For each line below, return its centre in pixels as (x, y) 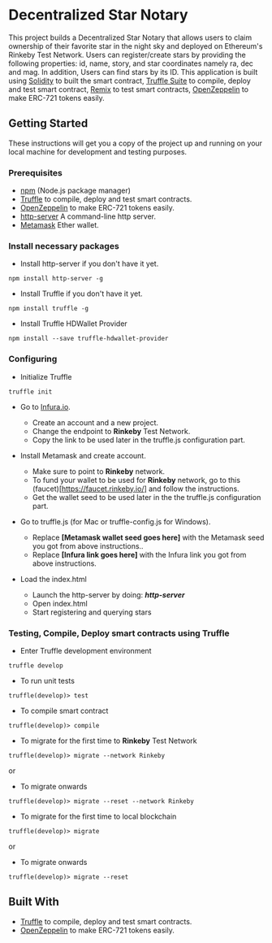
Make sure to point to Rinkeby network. (98, 471)
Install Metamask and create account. (83, 455)
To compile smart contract (64, 711)
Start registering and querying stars (92, 612)
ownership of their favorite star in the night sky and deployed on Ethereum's (136, 46)
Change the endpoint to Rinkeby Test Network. (111, 431)
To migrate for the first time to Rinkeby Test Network (108, 741)
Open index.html (60, 603)
